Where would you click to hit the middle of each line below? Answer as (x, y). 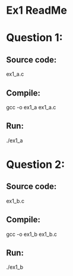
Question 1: (35, 38)
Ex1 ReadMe (36, 10)
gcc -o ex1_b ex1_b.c (32, 234)
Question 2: (36, 164)
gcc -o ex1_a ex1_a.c (31, 107)
